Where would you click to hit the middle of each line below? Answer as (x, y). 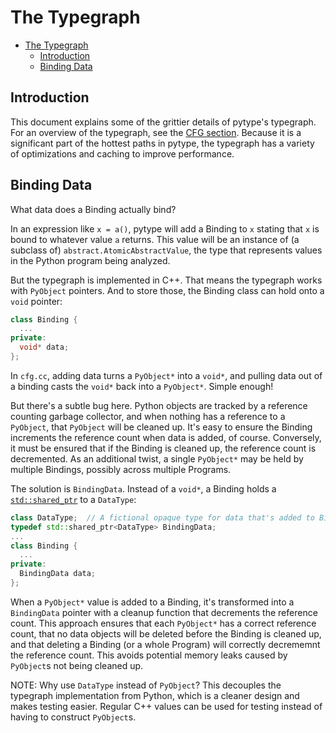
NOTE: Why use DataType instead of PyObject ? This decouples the (146, 685)
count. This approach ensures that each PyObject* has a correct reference (163, 623)
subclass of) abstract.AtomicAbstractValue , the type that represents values (166, 250)
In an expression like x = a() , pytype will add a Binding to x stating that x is (165, 228)
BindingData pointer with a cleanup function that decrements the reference (164, 612)
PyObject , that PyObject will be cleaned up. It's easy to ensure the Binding (161, 427)
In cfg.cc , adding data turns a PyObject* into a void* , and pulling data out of (166, 375)
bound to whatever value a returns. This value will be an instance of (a (155, 239)
